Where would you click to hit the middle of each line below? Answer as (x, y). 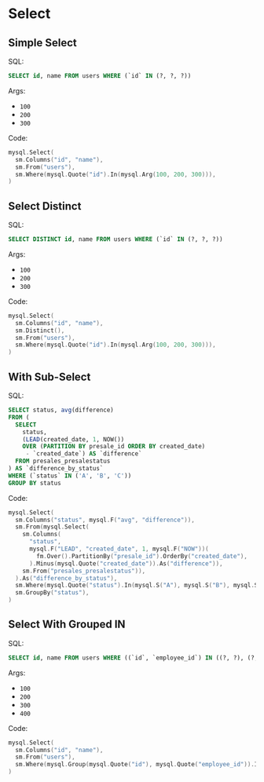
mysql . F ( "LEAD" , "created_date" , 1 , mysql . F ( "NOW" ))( (119, 549)
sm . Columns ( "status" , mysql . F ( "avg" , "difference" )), (105, 520)
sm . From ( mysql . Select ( (52, 527)
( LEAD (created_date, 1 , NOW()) (73, 439)
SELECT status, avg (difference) (61, 410)
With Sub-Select (49, 376)
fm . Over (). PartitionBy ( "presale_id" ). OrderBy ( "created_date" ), (142, 556)
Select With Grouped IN (67, 625)
